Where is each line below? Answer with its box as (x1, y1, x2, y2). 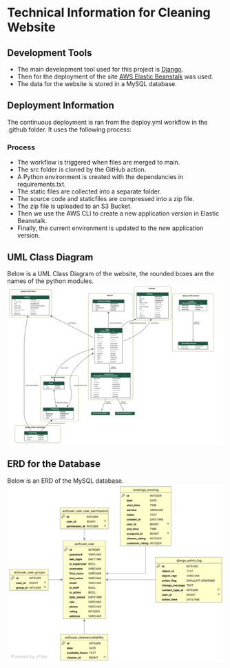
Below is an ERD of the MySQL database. (7, 477, 124, 485)
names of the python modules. (7, 277, 94, 285)
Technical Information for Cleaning (7, 5, 211, 21)
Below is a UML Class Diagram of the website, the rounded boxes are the (7, 269, 215, 278)
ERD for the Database (7, 458, 101, 470)
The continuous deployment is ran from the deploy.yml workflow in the (7, 118, 208, 126)
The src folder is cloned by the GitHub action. (17, 165, 147, 174)
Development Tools (7, 47, 92, 59)
